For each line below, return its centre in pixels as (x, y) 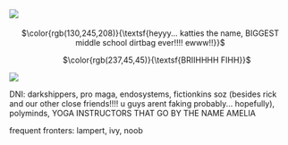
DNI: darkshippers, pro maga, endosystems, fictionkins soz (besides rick (143, 94)
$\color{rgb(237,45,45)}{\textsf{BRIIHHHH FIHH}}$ (157, 60)
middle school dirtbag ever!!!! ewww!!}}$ (150, 42)
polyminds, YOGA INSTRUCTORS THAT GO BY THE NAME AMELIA (133, 113)
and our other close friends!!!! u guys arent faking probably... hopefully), (142, 103)
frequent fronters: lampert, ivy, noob (76, 130)
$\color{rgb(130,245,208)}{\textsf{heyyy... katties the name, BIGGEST (150, 33)
